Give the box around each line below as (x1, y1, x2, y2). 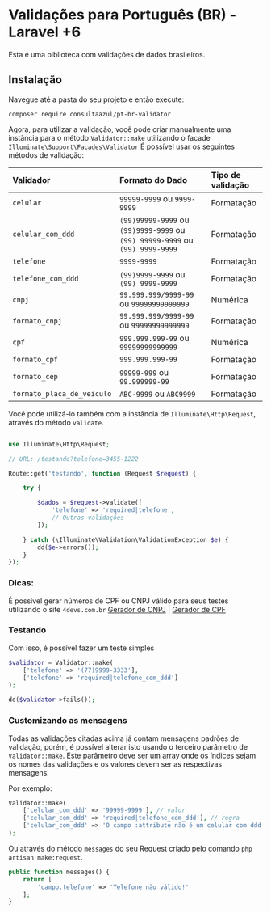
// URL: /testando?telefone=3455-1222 (8, 454, 139, 463)
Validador (12, 174, 51, 185)
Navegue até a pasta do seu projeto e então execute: (8, 95, 185, 104)
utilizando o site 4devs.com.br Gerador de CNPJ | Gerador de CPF (8, 604, 226, 614)
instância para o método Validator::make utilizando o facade (8, 133, 211, 142)
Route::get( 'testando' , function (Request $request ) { (8, 469, 197, 478)
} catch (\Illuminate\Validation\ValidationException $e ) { (23, 535, 229, 543)
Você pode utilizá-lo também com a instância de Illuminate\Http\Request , (8, 408, 256, 418)
